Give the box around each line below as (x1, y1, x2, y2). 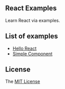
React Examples (5, 4, 57, 13)
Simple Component (12, 50, 53, 57)
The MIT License (5, 78, 40, 84)
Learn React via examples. (5, 17, 60, 23)
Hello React (12, 45, 37, 51)
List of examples (5, 32, 58, 41)
